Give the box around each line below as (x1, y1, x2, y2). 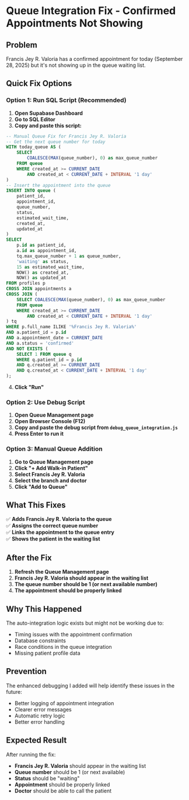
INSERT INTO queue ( (6, 188, 57, 194)
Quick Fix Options (6, 79, 72, 88)
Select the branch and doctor (14, 476, 87, 484)
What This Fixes (6, 500, 66, 510)
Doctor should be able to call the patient (14, 787, 112, 794)
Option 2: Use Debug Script (6, 398, 85, 406)
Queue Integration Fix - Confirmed (6, 4, 176, 18)
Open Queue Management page (14, 411, 94, 418)
